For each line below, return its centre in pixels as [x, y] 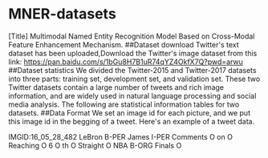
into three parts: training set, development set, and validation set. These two [134, 79]
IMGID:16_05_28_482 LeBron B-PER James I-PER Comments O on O [120, 136]
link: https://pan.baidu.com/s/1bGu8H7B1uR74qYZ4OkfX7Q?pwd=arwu [126, 62]
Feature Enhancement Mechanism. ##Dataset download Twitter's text [124, 44]
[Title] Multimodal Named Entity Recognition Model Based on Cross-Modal [132, 36]
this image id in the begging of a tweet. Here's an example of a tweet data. [132, 121]
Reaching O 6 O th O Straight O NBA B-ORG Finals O [95, 145]
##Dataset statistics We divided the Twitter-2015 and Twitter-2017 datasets [132, 70]
